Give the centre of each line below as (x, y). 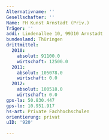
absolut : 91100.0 (39, 56)
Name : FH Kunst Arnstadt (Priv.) (48, 23)
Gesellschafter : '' (31, 17)
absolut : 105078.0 (40, 73)
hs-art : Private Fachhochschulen (48, 111)
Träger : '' (20, 28)
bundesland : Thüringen (34, 39)
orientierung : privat (33, 117)
